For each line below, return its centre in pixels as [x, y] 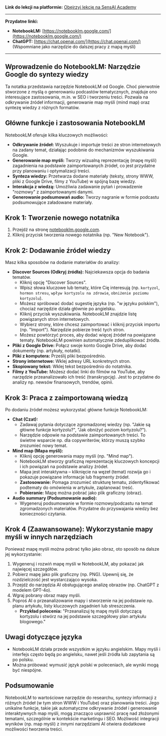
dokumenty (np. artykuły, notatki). [47, 351]
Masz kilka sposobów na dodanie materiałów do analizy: [62, 262]
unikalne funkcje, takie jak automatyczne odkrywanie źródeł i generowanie [81, 708]
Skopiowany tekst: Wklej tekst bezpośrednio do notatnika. [72, 367]
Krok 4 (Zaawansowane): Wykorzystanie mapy [79, 529]
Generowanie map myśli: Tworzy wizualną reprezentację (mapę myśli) [84, 160]
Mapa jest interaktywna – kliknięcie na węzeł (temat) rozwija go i [85, 472]
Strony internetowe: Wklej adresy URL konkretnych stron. [71, 361]
